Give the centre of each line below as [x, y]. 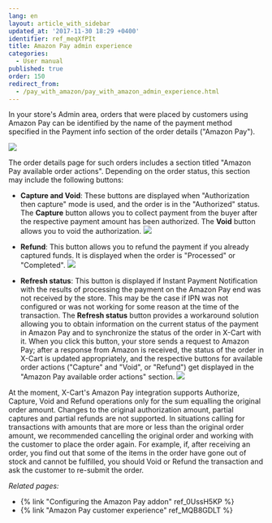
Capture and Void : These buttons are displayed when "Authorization [135, 196]
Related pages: [34, 486]
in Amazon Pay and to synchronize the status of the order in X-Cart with [140, 333]
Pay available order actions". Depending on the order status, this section [129, 171]
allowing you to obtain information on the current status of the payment [139, 324]
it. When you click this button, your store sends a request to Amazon [135, 341]
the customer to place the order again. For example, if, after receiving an [130, 444]
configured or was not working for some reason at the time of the [130, 307]
